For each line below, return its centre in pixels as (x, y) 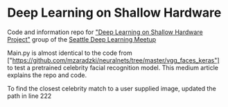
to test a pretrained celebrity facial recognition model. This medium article (113, 67)
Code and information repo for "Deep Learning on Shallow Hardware (105, 32)
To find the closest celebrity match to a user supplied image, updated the (112, 88)
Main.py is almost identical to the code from (70, 53)
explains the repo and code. (47, 75)
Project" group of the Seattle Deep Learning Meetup (82, 39)
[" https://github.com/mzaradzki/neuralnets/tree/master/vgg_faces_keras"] (113, 60)
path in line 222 (29, 96)
